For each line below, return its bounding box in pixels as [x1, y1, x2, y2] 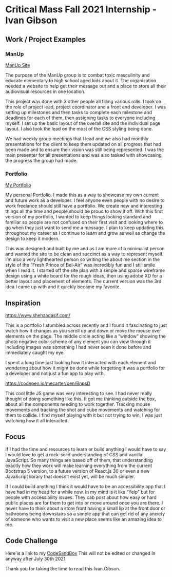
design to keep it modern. [5, 235, 60, 242]
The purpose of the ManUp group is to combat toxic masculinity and [5, 72, 150, 78]
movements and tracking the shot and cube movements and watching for [5, 406, 160, 413]
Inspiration [5, 299, 41, 307]
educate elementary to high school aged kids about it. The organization [5, 77, 157, 83]
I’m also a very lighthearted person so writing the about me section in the [5, 256, 160, 263]
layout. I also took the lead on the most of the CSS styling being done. [5, 125, 153, 132]
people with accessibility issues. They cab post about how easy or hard [5, 494, 157, 500]
